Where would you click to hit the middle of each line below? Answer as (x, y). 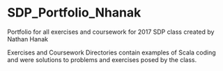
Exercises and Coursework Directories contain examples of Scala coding (111, 52)
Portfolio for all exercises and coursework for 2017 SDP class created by (111, 32)
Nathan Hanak (28, 39)
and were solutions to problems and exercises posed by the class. (102, 59)
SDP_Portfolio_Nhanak (74, 13)
